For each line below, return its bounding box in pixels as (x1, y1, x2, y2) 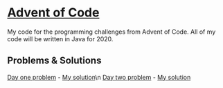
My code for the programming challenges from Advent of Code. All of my (7, 27, 216, 36)
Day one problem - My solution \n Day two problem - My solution (7, 73, 191, 81)
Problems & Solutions (7, 55, 102, 67)
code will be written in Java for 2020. (7, 34, 114, 43)
